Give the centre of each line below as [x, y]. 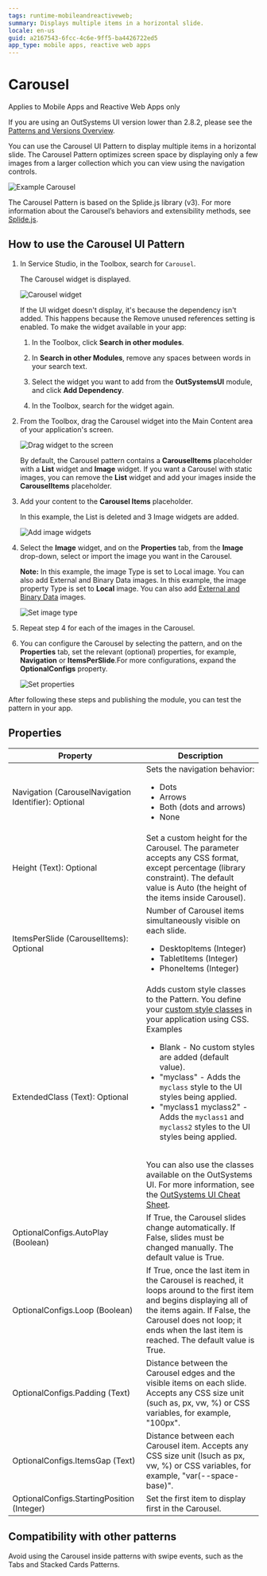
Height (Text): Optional [55, 867]
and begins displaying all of [197, 1300]
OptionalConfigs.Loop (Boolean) [73, 1310]
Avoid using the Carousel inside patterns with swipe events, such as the [126, 1556]
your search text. [59, 366]
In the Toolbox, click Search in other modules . [108, 342]
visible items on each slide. [196, 1382]
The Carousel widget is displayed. [75, 279]
